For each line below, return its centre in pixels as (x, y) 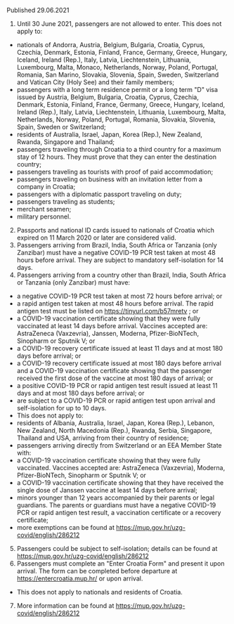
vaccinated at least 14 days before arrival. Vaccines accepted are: (112, 326)
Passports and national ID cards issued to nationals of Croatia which (116, 230)
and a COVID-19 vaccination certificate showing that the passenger (114, 371)
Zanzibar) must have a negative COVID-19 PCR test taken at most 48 (116, 253)
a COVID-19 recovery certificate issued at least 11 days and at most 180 (119, 348)
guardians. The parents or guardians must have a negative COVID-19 (116, 505)
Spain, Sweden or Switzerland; (61, 127)
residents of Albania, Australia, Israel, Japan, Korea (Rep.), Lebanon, (116, 423)
